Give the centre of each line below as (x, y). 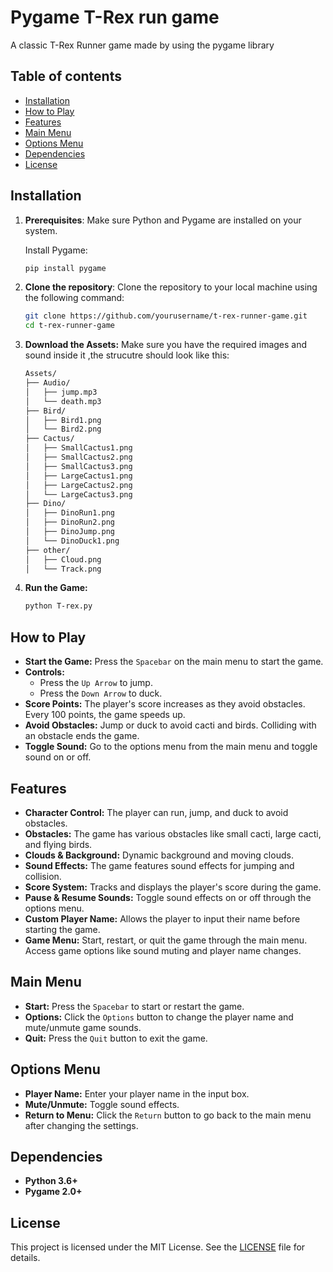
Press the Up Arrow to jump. (96, 683)
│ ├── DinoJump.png (69, 532)
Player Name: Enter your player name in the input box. (137, 1093)
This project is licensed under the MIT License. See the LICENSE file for (158, 1247)
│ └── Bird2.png (63, 429)
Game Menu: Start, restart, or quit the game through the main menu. (166, 940)
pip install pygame (65, 268)
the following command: (74, 298)
